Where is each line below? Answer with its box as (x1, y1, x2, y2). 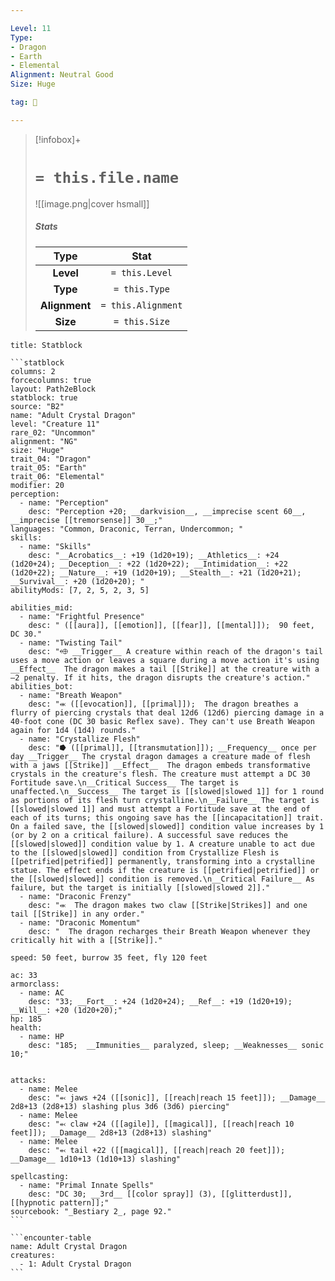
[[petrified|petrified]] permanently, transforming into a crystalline (10, 856, 315, 866)
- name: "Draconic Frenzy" (19, 891, 132, 901)
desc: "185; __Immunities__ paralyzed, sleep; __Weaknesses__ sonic (28, 1040, 325, 1050)
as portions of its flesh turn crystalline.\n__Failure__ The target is (10, 795, 320, 805)
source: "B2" (10, 401, 65, 411)
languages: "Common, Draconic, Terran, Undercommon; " (10, 524, 244, 534)
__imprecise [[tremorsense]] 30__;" (10, 515, 163, 525)
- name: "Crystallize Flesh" (19, 734, 141, 744)
